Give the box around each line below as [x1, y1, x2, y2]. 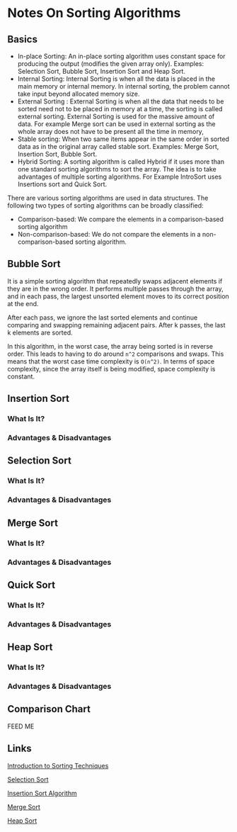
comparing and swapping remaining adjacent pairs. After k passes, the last [7, 320, 226, 329]
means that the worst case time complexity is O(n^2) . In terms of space [7, 356, 214, 366]
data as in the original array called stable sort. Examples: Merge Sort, [17, 142, 219, 150]
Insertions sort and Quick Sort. [17, 180, 108, 189]
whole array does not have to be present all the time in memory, [17, 128, 204, 135]
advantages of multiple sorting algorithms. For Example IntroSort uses [17, 172, 222, 181]
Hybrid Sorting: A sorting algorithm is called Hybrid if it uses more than [17, 157, 225, 166]
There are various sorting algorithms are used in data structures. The [7, 193, 209, 202]
